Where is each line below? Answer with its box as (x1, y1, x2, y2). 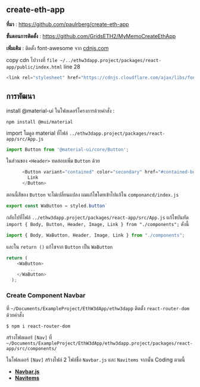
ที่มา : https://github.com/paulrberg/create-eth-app (6, 20, 129, 27)
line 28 (63, 63, 80, 70)
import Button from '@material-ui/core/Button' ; (6, 146, 129, 153)
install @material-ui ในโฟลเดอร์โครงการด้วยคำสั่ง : (6, 107, 115, 114)
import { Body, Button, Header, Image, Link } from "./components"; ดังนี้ (6, 220, 189, 227)
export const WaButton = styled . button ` (6, 203, 108, 209)
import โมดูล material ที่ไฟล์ (6, 129, 68, 137)
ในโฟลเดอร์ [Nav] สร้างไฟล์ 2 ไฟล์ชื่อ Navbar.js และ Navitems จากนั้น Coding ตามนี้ (6, 356, 186, 363)
